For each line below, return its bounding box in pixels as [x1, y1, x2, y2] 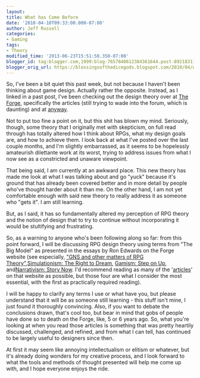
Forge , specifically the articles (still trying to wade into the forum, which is [6, 100, 187, 107]
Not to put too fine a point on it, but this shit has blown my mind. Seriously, [6, 117, 189, 125]
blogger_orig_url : [6, 64, 52, 70]
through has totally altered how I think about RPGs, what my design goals [6, 130, 186, 137]
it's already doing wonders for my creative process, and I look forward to [6, 352, 185, 360]
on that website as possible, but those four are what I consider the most [6, 272, 183, 280]
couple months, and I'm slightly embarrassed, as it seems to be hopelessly [6, 142, 189, 150]
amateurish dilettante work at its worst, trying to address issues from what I [6, 149, 192, 156]
